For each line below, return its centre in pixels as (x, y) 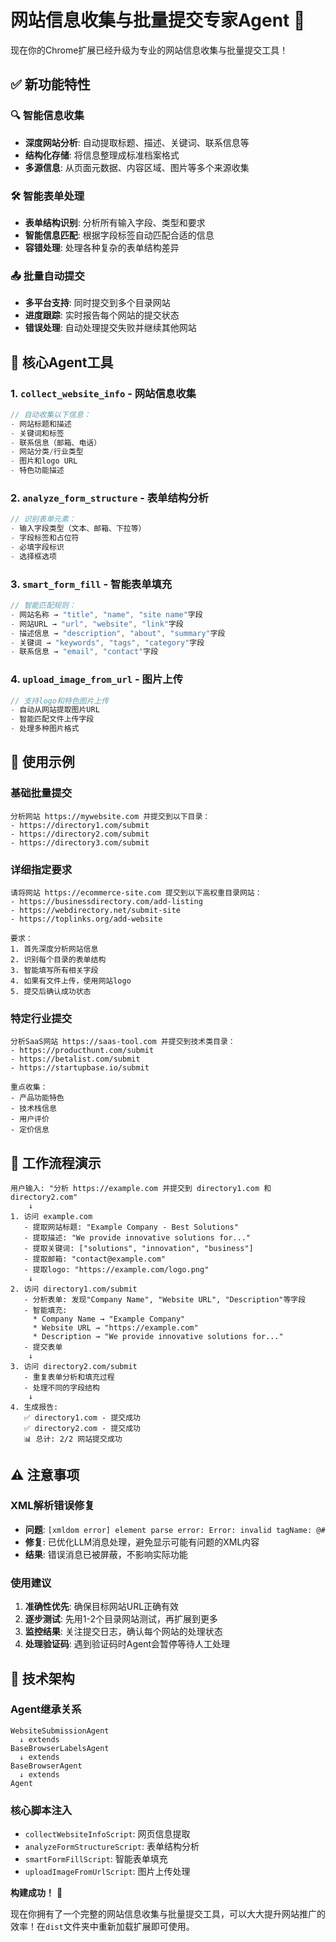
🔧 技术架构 (42, 1678)
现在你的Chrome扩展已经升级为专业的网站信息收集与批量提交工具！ (149, 50)
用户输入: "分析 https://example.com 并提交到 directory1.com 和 (141, 1189)
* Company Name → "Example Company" (109, 1319)
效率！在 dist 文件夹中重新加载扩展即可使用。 (102, 1927)
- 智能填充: (45, 1311)
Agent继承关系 (46, 1709)
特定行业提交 (41, 1018)
